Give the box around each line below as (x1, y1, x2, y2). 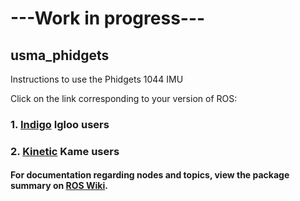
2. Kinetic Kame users (10, 144, 120, 158)
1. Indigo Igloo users (10, 117, 110, 131)
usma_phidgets (10, 47, 110, 64)
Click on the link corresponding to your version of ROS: (10, 93, 238, 104)
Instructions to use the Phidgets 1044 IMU (10, 73, 184, 85)
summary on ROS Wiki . (10, 180, 108, 192)
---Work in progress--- (10, 7, 206, 30)
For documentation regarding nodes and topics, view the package (10, 169, 290, 181)
